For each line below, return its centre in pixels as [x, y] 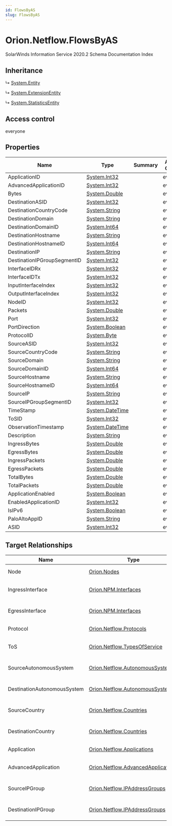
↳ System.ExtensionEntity [33, 93]
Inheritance [24, 71]
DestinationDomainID [33, 227]
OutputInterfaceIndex [34, 293]
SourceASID [23, 343]
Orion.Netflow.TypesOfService [126, 646]
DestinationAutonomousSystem [46, 689]
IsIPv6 [15, 510]
